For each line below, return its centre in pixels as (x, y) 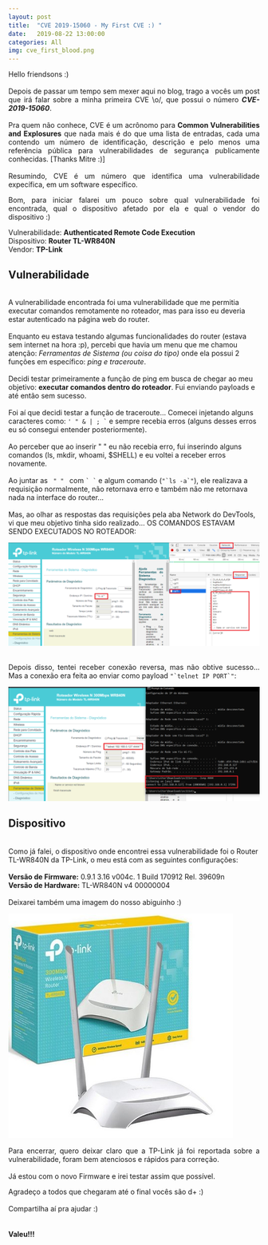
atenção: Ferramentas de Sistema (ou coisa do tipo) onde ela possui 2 (124, 353)
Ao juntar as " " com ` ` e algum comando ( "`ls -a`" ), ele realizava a (128, 480)
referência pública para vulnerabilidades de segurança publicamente (134, 151)
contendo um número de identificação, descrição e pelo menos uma (134, 142)
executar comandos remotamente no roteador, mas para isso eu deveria (127, 311)
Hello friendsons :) (39, 74)
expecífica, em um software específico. (73, 184)
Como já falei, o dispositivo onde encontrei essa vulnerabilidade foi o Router (133, 851)
